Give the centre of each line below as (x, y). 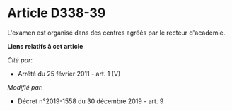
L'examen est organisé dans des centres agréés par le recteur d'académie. (116, 33)
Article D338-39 (57, 13)
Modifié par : (25, 87)
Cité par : (20, 60)
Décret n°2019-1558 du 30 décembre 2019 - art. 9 (91, 101)
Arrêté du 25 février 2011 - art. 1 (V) (69, 74)
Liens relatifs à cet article (45, 46)
